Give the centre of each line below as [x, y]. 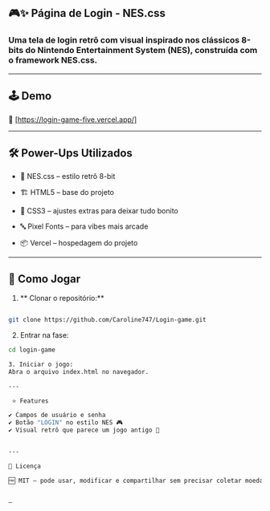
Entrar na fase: [44, 335]
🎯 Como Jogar [45, 279]
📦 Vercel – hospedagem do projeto [79, 243]
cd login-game [32, 350]
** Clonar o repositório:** [62, 298]
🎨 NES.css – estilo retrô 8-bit [67, 176]
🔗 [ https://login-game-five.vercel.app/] [73, 120]
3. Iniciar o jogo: [41, 364]
